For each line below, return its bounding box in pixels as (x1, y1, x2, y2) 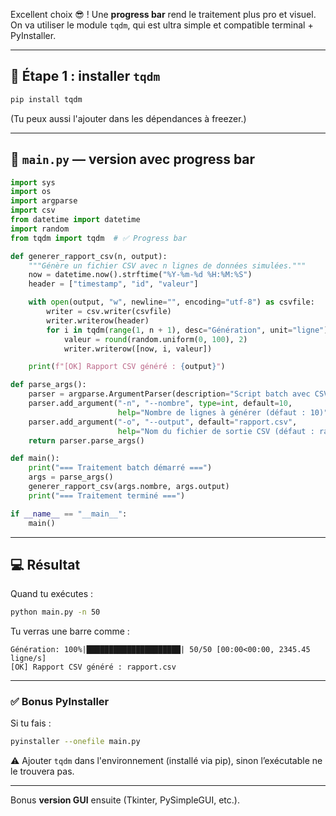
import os (10, 187, 52, 197)
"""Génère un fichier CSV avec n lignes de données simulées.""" (28, 260, 307, 271)
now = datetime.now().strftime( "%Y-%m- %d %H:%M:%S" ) (28, 270, 253, 280)
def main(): (10, 454, 60, 464)
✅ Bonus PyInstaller (10, 695, 110, 709)
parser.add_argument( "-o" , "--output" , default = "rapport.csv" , (28, 417, 298, 427)
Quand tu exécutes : (10, 588, 94, 600)
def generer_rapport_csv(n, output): (10, 251, 168, 261)
